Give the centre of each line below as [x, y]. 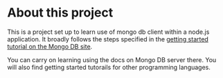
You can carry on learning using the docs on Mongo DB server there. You [112, 59]
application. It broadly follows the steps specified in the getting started [108, 39]
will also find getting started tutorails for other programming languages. [109, 67]
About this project [60, 13]
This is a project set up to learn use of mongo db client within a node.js [108, 32]
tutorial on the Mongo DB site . [50, 46]
